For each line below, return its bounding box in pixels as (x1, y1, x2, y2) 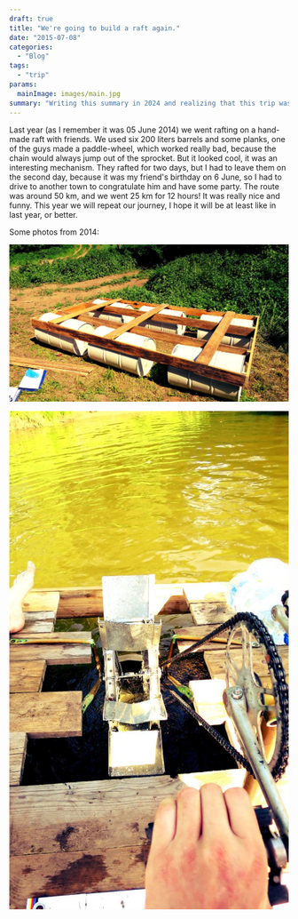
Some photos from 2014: (9, 227, 100, 237)
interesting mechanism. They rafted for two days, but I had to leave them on (9, 162, 286, 172)
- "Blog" (17, 52, 50, 61)
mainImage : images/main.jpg (17, 89, 122, 98)
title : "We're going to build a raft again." (9, 23, 180, 33)
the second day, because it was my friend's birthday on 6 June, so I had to (9, 172, 282, 182)
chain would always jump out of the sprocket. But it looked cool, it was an (9, 152, 278, 164)
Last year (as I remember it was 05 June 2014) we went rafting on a (9, 124, 256, 135)
